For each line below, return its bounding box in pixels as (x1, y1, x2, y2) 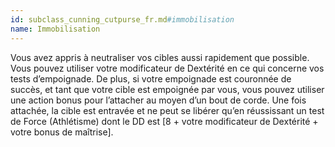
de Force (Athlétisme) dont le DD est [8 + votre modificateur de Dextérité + (10, 115, 319, 127)
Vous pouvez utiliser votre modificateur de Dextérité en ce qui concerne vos (10, 62, 325, 74)
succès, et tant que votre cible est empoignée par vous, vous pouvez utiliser (10, 83, 325, 95)
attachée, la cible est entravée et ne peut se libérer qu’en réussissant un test (10, 104, 325, 116)
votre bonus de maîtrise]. (10, 126, 114, 138)
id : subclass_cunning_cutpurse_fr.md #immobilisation (10, 14, 235, 25)
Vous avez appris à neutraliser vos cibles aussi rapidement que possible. (10, 51, 310, 63)
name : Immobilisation (10, 24, 101, 34)
